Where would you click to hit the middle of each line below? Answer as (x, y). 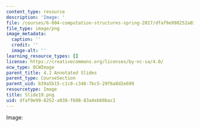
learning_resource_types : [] (42, 56)
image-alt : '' (29, 51)
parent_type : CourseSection (41, 78)
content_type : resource (36, 12)
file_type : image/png (33, 28)
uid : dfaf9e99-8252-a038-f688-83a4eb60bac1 (61, 100)
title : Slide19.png (30, 95)
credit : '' (25, 45)
